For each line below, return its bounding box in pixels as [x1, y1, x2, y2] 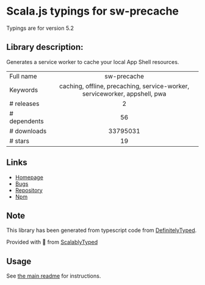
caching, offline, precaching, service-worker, [59, 82, 190, 90]
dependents [9, 117, 44, 125]
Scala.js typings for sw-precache [6, 4, 179, 18]
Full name [9, 72, 38, 80]
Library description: [6, 42, 84, 52]
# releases [9, 99, 40, 108]
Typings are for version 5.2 [6, 24, 74, 32]
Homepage [15, 174, 44, 181]
